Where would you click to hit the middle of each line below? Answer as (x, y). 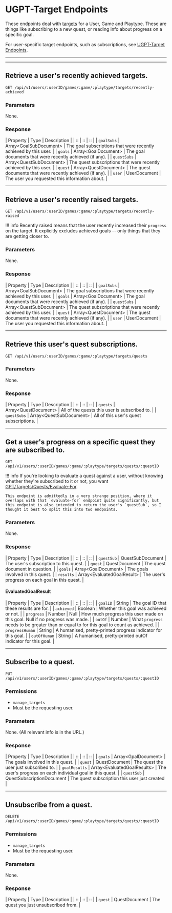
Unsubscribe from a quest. (49, 805)
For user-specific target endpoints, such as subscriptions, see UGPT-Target (85, 44)
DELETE (12, 817)
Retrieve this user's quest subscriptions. (72, 344)
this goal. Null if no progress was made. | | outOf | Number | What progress (84, 619)
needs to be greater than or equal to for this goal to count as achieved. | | (82, 625)
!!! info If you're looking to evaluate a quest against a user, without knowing (84, 475)
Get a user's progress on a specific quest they (80, 442)
